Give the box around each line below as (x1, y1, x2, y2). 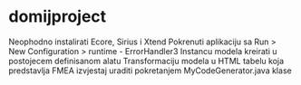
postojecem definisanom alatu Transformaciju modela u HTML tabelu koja (8, 55, 285, 66)
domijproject (8, 6, 107, 27)
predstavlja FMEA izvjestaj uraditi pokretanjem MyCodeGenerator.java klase (8, 65, 292, 76)
